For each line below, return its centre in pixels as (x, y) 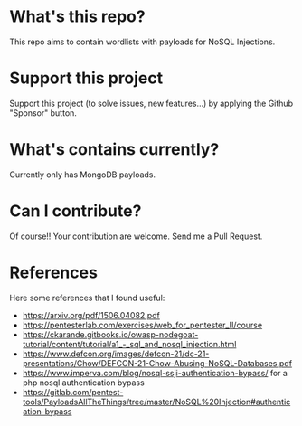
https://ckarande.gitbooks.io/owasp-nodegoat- (110, 334)
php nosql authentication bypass (83, 383)
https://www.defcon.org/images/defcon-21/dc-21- (116, 354)
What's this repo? (78, 17)
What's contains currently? (114, 150)
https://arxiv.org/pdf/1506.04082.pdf (91, 315)
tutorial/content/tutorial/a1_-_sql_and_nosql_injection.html (129, 344)
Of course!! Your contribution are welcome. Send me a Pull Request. (136, 236)
